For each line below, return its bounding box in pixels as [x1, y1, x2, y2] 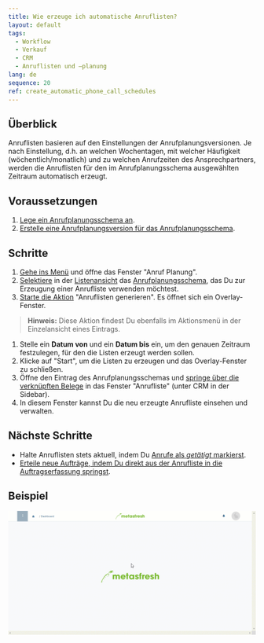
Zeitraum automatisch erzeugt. [8, 171, 108, 181]
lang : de [8, 71, 37, 79]
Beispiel [8, 490, 49, 503]
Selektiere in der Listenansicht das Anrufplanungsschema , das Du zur [19, 275, 246, 285]
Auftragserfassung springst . [19, 466, 112, 476]
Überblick [8, 117, 57, 130]
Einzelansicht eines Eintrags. [27, 324, 120, 333]
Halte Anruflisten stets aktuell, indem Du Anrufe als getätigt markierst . [19, 450, 246, 459]
